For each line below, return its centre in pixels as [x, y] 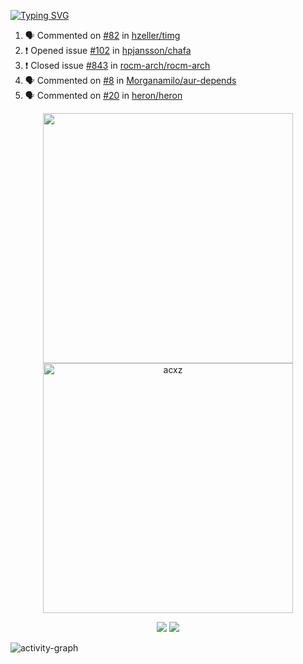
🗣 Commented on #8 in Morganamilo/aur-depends [130, 80]
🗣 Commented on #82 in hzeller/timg [102, 35]
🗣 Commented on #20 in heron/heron [103, 95]
